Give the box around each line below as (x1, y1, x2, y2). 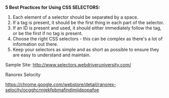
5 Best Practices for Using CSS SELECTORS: (5, 5, 100, 10)
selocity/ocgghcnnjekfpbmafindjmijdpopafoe (5, 87, 99, 93)
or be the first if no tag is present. (12, 30, 83, 36)
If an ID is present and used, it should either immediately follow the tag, (12, 25, 161, 31)
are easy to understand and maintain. (12, 52, 91, 58)
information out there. (12, 41, 58, 47)
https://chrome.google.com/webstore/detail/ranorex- (5, 81, 116, 87)
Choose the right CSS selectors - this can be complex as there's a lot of (12, 36, 163, 42)
